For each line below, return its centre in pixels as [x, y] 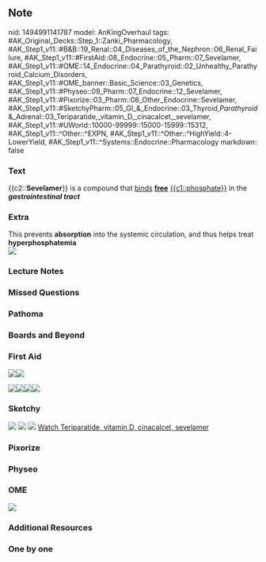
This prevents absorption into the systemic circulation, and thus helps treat [131, 234]
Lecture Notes [36, 271]
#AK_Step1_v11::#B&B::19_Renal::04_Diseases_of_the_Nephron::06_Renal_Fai [133, 49]
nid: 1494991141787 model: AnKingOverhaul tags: [89, 32]
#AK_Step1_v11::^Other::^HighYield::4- [171, 133]
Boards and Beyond [47, 335]
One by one [31, 549]
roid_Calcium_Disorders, [48, 74]
